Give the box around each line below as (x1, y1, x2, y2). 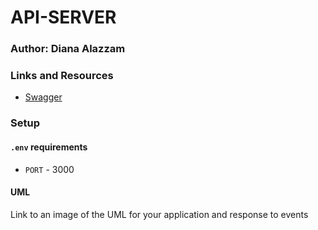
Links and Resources (10, 69, 114, 83)
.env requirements (10, 141, 88, 153)
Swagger (24, 91, 63, 103)
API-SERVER (10, 6, 117, 29)
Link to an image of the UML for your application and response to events (10, 208, 309, 220)
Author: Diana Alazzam (10, 42, 126, 56)
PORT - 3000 (24, 163, 75, 175)
